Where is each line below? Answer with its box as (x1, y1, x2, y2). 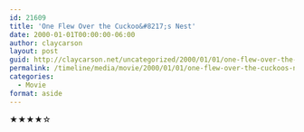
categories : (9, 72, 54, 81)
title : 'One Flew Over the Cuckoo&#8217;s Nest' (9, 22, 196, 31)
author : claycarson (9, 38, 83, 48)
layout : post (9, 47, 59, 56)
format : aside (9, 89, 63, 98)
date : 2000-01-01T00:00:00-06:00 (9, 30, 136, 39)
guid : (9, 55, 30, 64)
